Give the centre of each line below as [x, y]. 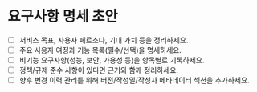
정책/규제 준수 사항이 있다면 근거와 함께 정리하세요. [98, 70]
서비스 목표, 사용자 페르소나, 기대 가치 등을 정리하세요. [104, 40]
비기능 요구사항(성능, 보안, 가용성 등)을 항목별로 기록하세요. [112, 60]
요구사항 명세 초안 [63, 16]
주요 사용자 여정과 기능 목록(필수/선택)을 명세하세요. [100, 50]
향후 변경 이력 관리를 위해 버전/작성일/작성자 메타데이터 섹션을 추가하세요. [134, 80]
